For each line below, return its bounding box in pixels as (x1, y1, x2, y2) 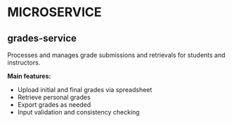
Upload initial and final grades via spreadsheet (17, 86, 153, 93)
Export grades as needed (17, 101, 91, 109)
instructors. (7, 58, 41, 67)
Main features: (7, 72, 51, 80)
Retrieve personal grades (17, 93, 91, 101)
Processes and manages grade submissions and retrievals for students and (7, 51, 226, 59)
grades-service (7, 32, 77, 44)
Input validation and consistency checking (17, 108, 140, 116)
